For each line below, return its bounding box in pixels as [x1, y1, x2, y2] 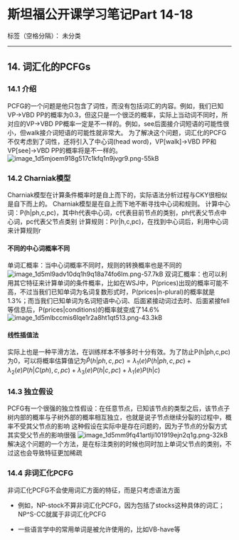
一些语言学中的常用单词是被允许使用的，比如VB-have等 [17, 524, 181, 534]
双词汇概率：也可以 [164, 270, 222, 278]
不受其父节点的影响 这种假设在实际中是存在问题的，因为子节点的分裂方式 [13, 422, 228, 430]
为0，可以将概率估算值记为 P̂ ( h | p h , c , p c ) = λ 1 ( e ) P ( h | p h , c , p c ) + [7, 356, 191, 367]
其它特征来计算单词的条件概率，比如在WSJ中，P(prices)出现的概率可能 [13, 279, 223, 287]
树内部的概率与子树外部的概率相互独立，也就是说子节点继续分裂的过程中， [7, 413, 225, 422]
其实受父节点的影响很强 [7, 431, 76, 440]
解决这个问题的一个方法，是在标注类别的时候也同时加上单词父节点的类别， [7, 440, 225, 448]
